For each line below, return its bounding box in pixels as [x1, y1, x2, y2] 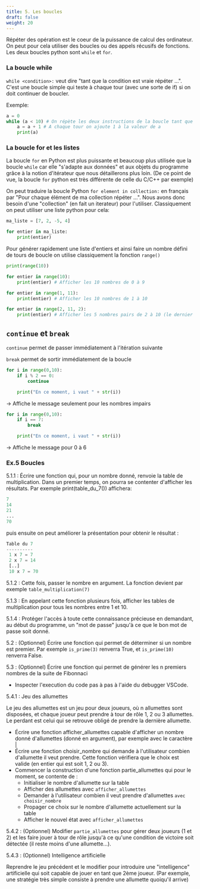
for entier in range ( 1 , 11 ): [6, 290, 79, 296]
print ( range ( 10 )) [6, 263, 49, 269]
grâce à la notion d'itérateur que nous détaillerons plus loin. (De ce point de [6, 170, 192, 177]
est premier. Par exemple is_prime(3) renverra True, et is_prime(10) [6, 645, 174, 653]
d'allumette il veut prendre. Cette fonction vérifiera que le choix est [14, 754, 180, 761]
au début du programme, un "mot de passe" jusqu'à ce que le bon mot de [6, 621, 187, 628]
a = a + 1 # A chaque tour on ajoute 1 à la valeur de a [17, 124, 161, 130]
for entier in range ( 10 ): [6, 273, 70, 280]
